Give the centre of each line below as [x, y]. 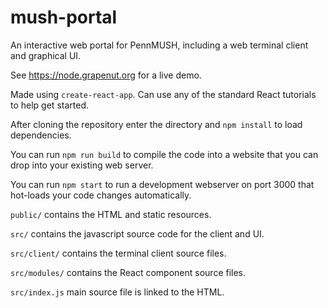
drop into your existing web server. [82, 165]
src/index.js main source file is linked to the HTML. [117, 292]
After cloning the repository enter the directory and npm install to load [156, 124]
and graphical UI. [46, 55]
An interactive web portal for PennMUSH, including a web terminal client [159, 45]
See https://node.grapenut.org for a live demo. [106, 75]
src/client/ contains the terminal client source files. [118, 253]
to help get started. [49, 105]
